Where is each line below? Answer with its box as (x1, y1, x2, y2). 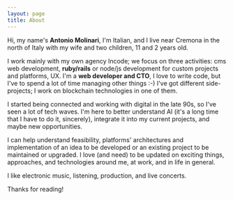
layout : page (7, 10, 45, 17)
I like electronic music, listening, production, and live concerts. (7, 171, 187, 180)
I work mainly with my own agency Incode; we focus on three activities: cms (7, 56, 227, 65)
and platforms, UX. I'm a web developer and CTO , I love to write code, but (7, 71, 221, 80)
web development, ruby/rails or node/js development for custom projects (7, 64, 218, 72)
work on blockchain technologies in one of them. (37, 86, 178, 95)
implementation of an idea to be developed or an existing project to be (7, 143, 209, 151)
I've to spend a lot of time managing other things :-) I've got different (7, 79, 204, 87)
